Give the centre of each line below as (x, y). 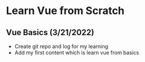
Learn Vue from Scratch (65, 11)
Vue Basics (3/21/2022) (50, 32)
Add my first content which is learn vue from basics (77, 53)
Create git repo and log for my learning (61, 46)
